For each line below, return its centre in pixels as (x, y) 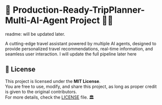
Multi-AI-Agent (37, 20)
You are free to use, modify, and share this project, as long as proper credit (81, 86)
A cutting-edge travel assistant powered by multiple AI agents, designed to (81, 43)
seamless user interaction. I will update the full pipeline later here (71, 54)
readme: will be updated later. (35, 34)
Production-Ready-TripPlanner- (79, 10)
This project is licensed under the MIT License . (53, 81)
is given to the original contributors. (41, 92)
